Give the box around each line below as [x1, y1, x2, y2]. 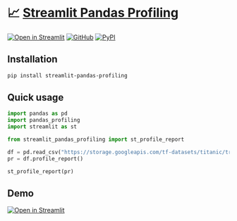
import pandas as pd [7, 110, 68, 118]
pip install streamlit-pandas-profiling [7, 72, 128, 79]
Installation [7, 53, 58, 65]
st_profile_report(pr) [7, 168, 74, 175]
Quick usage [7, 91, 64, 103]
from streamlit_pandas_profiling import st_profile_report [7, 136, 185, 144]
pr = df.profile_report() [7, 155, 83, 162]
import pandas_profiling [7, 117, 80, 124]
